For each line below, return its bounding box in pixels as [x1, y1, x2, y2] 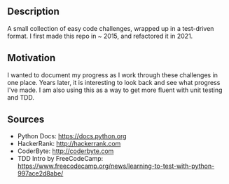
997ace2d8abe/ [17, 169, 64, 178]
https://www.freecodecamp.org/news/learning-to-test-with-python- [17, 162, 215, 171]
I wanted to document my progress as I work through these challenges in [7, 70, 218, 79]
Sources [7, 114, 45, 126]
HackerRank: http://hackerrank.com [17, 140, 121, 148]
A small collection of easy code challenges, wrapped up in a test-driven [7, 24, 214, 32]
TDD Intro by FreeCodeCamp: [17, 155, 104, 163]
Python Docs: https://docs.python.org [17, 132, 127, 140]
